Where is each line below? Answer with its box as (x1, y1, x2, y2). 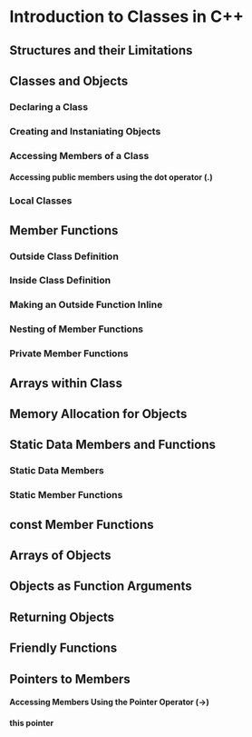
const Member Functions (9, 516, 154, 533)
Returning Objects (9, 609, 115, 624)
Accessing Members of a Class (9, 149, 150, 162)
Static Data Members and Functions (9, 437, 216, 453)
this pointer (9, 717, 54, 728)
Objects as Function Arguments (9, 579, 192, 594)
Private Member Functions (9, 347, 129, 360)
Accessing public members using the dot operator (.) (9, 172, 213, 183)
